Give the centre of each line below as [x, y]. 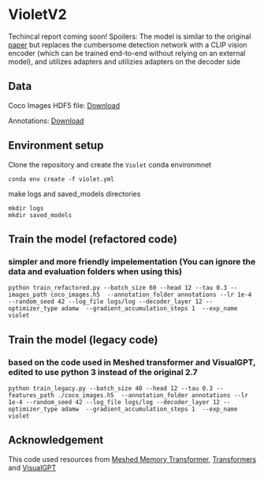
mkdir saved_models [40, 215]
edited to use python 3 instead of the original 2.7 [103, 372]
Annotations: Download [46, 121]
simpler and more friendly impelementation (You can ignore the [132, 261]
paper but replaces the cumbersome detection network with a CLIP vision [128, 44]
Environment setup [56, 146]
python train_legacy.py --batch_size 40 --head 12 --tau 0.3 [111, 388]
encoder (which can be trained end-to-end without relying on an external [127, 53]
